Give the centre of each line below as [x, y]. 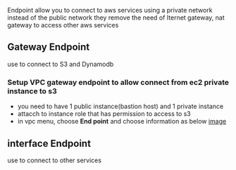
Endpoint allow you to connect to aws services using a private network [110, 10]
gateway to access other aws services [63, 25]
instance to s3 [32, 91]
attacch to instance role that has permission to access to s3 [104, 114]
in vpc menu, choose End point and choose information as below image [122, 122]
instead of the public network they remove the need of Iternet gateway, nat [116, 18]
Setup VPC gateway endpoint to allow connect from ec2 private [118, 82]
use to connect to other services [55, 160]
